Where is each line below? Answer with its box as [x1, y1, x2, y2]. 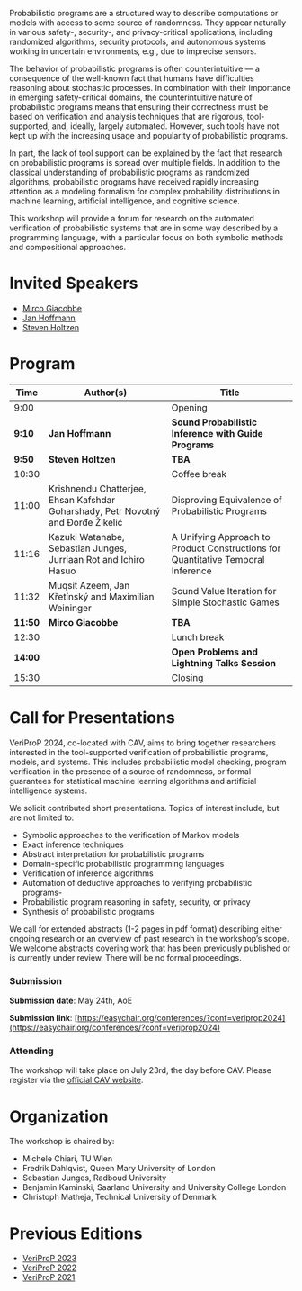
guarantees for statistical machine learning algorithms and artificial [9, 775, 257, 786]
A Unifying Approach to [171, 530, 271, 543]
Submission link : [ [9, 1013, 78, 1024]
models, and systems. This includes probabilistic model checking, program [9, 756, 287, 767]
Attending [9, 1044, 54, 1057]
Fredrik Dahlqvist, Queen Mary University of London [22, 1163, 216, 1174]
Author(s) [84, 386, 128, 399]
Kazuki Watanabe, [48, 530, 125, 543]
